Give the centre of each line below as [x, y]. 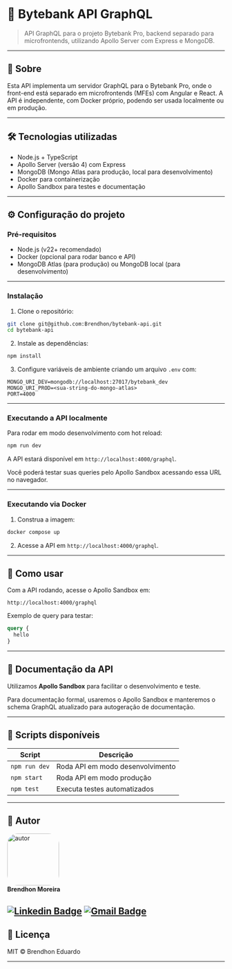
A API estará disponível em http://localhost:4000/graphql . [92, 459]
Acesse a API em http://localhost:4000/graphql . [88, 545]
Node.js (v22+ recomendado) [59, 249]
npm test [25, 789]
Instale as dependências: [52, 344]
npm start [27, 777]
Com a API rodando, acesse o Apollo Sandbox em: [79, 590]
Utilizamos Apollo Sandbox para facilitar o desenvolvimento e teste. [104, 686]
